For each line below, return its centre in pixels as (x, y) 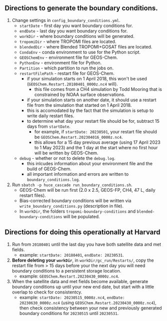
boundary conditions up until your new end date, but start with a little (83, 287)
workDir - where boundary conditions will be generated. (77, 36)
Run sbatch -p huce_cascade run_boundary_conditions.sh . (72, 185)
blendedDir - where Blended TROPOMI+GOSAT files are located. (86, 46)
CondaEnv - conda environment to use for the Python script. (80, 52)
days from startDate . (49, 126)
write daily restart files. (50, 116)
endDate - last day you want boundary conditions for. (73, 31)
